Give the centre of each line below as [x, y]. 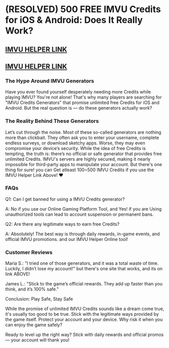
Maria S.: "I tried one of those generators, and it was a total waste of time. [82, 263]
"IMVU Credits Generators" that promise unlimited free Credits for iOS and [82, 103]
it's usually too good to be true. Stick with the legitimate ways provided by [82, 314]
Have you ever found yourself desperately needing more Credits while [78, 92]
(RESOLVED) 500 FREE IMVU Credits [83, 9]
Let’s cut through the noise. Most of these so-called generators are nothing [83, 132]
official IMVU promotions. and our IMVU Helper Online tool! [67, 239]
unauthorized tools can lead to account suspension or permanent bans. [79, 214]
